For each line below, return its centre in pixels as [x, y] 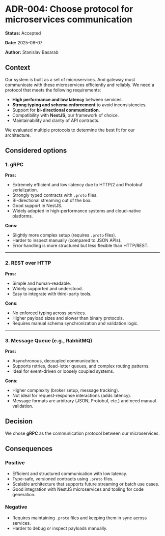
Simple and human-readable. [41, 283]
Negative [16, 507]
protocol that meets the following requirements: [53, 90]
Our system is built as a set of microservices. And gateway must [70, 79]
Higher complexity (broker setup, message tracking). [66, 390]
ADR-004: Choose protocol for [69, 9]
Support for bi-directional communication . [56, 110]
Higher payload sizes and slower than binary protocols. [68, 318]
